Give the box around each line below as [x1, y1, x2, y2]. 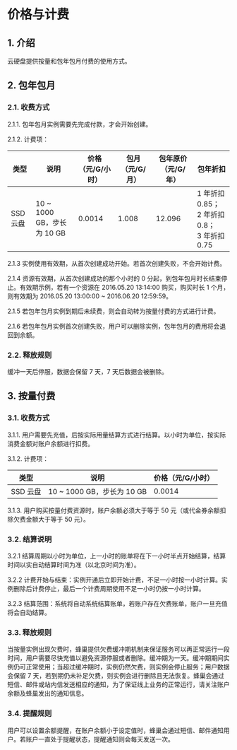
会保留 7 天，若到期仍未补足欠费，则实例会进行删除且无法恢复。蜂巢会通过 [7, 672, 224, 680]
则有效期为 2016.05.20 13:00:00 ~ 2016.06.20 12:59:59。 [7, 291, 173, 300]
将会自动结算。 [7, 608, 51, 616]
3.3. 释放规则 [7, 627, 51, 637]
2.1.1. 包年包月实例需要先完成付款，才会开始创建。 [7, 119, 152, 128]
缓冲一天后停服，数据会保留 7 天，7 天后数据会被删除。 [7, 367, 168, 375]
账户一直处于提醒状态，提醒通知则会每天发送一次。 [25, 734, 174, 743]
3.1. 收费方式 [7, 413, 50, 423]
